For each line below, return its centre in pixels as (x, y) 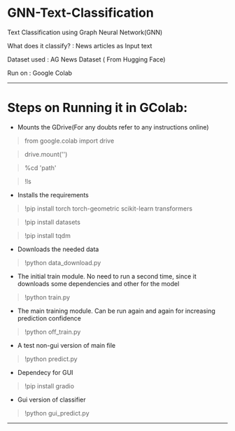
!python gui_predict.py (57, 413)
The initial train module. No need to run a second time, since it (107, 276)
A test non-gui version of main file (66, 345)
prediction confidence (49, 318)
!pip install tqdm (48, 235)
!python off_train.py (52, 332)
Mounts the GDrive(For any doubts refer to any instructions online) (113, 127)
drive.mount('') (46, 154)
